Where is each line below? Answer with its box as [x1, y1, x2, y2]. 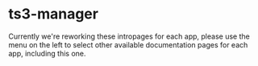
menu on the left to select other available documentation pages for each [8, 39, 248, 49]
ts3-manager [8, 5, 99, 23]
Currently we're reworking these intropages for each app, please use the [8, 31, 250, 41]
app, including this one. [8, 48, 86, 58]
